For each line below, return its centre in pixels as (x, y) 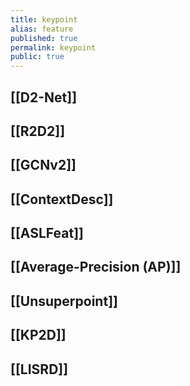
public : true (37, 57)
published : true (44, 38)
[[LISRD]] (39, 369)
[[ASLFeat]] (47, 233)
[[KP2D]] (38, 335)
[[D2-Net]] (44, 97)
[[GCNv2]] (43, 165)
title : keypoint (44, 19)
